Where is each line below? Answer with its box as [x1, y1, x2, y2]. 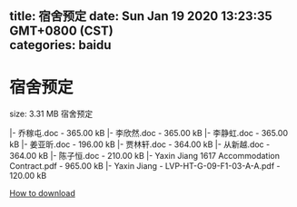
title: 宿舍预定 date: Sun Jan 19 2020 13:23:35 [9, 8, 272, 25]
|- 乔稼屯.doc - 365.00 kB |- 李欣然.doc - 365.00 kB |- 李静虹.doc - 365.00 [9, 128, 289, 139]
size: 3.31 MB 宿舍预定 [9, 108, 94, 120]
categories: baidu [9, 37, 112, 53]
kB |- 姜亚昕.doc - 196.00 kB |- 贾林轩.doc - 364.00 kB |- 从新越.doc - [9, 139, 271, 150]
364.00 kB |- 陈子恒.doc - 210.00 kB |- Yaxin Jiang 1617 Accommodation [9, 151, 280, 162]
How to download [9, 188, 75, 199]
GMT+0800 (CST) [9, 24, 114, 39]
